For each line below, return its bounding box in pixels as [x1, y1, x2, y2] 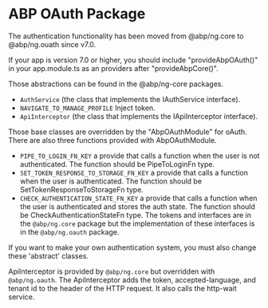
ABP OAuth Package [8, 5, 146, 23]
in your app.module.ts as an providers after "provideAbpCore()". [8, 63, 219, 73]
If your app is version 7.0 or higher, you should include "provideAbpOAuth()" [8, 55, 258, 65]
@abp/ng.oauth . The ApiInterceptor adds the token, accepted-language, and [8, 274, 257, 284]
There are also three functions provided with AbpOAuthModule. [8, 135, 217, 144]
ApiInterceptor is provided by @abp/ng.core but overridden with [8, 267, 215, 276]
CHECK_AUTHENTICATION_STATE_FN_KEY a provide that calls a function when [19, 193, 258, 203]
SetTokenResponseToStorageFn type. [19, 184, 144, 194]
